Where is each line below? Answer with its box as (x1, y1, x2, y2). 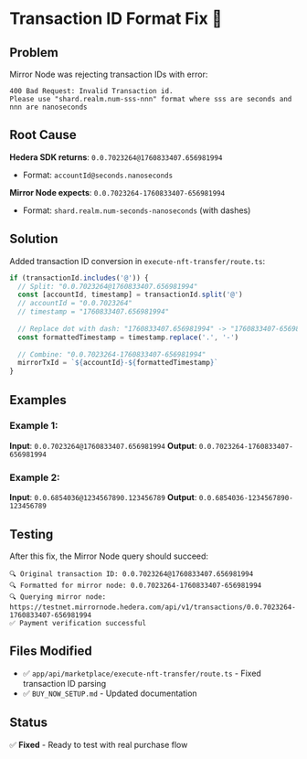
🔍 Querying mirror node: (9, 592, 107, 602)
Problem (9, 45, 59, 60)
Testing (9, 526, 54, 542)
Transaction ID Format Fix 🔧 (9, 8, 223, 29)
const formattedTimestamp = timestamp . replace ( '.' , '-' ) (17, 333, 239, 342)
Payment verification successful (19, 618, 147, 627)
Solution (9, 231, 58, 247)
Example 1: (9, 420, 58, 433)
